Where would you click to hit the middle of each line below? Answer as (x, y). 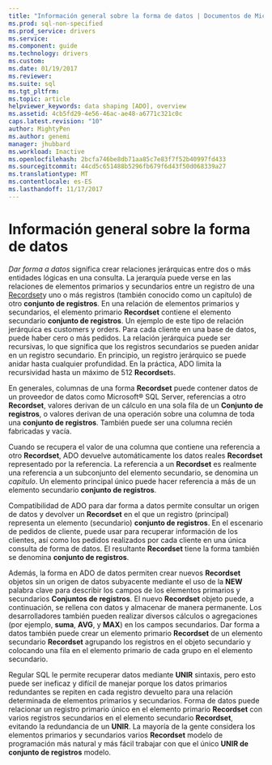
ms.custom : (27, 62)
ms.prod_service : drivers (52, 31)
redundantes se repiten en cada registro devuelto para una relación (121, 692)
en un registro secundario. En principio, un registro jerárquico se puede (127, 355)
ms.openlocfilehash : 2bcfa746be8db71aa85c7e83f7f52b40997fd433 (117, 159)
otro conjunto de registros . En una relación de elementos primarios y (124, 303)
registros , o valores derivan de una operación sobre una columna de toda (132, 413)
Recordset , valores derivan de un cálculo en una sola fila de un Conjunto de (136, 405)
